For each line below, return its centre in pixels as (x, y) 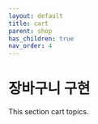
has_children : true (41, 38)
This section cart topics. (49, 112)
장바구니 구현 (49, 89)
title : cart (28, 24)
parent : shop (30, 31)
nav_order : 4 (30, 46)
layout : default (36, 16)
